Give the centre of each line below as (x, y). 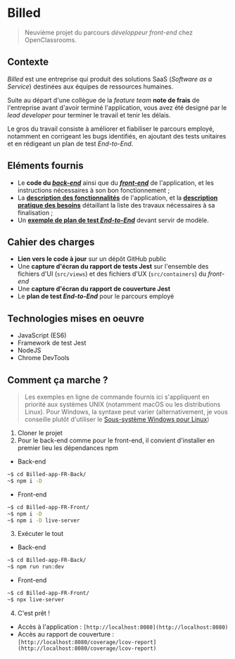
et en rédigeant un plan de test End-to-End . (70, 143)
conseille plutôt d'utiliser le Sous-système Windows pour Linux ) (117, 419)
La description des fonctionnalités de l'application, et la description (118, 198)
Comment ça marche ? (58, 380)
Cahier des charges (51, 242)
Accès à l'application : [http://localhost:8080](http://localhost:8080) (123, 627)
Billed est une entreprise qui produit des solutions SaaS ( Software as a (110, 79)
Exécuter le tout (40, 534)
